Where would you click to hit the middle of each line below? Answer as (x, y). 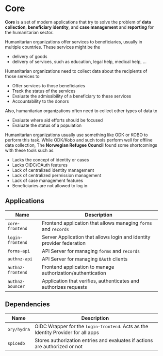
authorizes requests (65, 287)
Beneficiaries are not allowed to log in (50, 185)
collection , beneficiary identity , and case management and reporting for (80, 27)
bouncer (16, 286)
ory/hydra (19, 329)
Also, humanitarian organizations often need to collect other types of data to (81, 111)
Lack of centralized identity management (53, 170)
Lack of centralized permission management (57, 175)
